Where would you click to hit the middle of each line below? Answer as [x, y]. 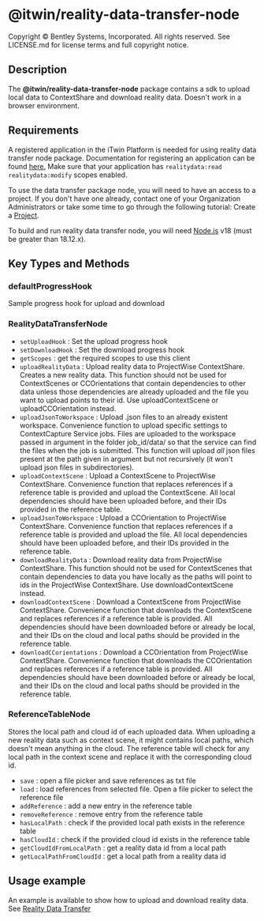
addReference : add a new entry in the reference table [106, 806]
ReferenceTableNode [49, 715]
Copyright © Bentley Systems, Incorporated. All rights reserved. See [119, 36]
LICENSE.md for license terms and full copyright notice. [99, 44]
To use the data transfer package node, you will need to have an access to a [132, 190]
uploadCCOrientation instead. [68, 408]
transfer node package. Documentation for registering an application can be [132, 158]
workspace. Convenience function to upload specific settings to [123, 425]
